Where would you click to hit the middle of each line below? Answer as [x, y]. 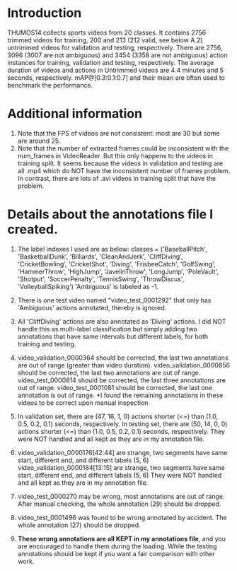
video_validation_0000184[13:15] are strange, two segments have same [121, 467]
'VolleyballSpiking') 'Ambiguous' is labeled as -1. [88, 286]
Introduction [45, 13]
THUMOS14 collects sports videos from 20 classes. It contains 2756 [107, 33]
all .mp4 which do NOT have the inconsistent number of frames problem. [124, 170]
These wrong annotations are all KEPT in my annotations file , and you [122, 538]
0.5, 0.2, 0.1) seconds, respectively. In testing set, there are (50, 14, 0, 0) [122, 424]
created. [33, 229]
